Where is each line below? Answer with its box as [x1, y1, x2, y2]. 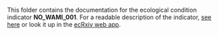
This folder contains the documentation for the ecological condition [7, 6, 197, 14]
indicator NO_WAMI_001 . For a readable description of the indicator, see [7, 13, 212, 21]
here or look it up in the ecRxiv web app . [7, 21, 121, 28]
